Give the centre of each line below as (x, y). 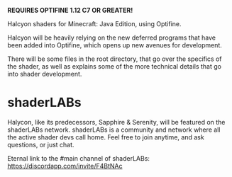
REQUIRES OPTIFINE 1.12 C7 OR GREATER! (70, 10)
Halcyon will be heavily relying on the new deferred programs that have (112, 38)
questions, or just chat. (41, 144)
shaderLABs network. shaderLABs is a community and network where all (114, 130)
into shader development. (45, 74)
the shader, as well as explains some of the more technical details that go (115, 66)
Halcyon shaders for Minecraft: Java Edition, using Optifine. (95, 24)
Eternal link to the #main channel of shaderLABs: (79, 158)
